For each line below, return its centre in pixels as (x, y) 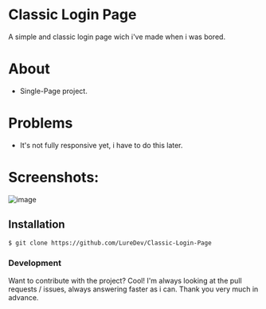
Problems (41, 123)
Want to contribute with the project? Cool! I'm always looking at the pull (125, 280)
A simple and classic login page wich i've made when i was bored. (117, 37)
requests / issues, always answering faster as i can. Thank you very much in (133, 289)
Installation (37, 225)
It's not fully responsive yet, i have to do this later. (101, 145)
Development (35, 263)
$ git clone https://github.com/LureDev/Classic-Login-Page (110, 243)
